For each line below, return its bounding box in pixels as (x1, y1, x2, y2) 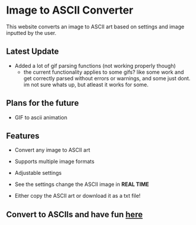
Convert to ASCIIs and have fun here (6, 209, 143, 219)
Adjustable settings (14, 169, 62, 177)
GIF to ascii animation (14, 113, 68, 121)
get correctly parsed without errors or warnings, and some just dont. (23, 74, 191, 81)
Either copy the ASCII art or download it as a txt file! (14, 193, 141, 200)
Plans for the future (6, 98, 79, 108)
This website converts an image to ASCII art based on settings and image (6, 23, 185, 30)
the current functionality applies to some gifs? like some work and (23, 69, 184, 76)
